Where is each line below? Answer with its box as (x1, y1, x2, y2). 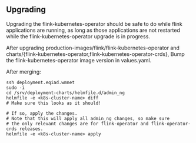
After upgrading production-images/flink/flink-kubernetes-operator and (6, 44, 180, 51)
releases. (19, 126, 44, 132)
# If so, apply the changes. (6, 110, 78, 117)
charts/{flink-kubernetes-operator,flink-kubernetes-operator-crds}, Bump (6, 50, 185, 58)
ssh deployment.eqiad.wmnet (6, 79, 75, 85)
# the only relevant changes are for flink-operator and (6, 121, 149, 127)
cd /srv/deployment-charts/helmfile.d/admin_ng (6, 89, 125, 96)
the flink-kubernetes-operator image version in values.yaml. (6, 56, 152, 64)
